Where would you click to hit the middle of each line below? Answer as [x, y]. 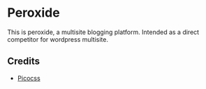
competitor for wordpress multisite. [58, 39]
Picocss [29, 78]
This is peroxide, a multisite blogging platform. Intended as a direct [103, 32]
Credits [24, 62]
